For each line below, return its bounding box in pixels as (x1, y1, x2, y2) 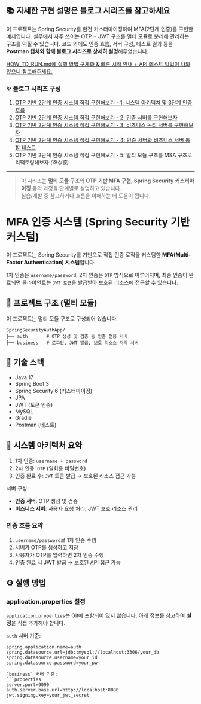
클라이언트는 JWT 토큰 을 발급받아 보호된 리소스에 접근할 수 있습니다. (22, 279, 178, 286)
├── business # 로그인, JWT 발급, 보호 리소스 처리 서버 (6, 340, 139, 346)
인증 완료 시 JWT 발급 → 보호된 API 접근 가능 (14, 559, 121, 566)
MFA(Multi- (162, 251, 191, 258)
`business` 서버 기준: (6, 672, 58, 678)
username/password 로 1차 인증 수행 (14, 536, 97, 543)
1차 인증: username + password (14, 457, 88, 465)
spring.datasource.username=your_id (6, 654, 98, 661)
